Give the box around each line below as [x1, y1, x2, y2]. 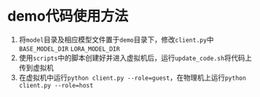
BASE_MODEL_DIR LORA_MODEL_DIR [18, 45, 121, 53]
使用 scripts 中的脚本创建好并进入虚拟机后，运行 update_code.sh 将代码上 [18, 53, 253, 62]
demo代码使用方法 [7, 7, 129, 25]
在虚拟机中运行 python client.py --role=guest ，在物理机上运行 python [18, 73, 247, 82]
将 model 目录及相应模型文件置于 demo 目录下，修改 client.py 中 [18, 35, 214, 44]
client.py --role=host [18, 81, 94, 89]
